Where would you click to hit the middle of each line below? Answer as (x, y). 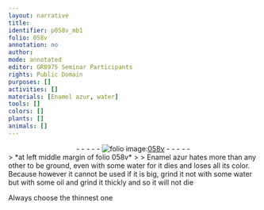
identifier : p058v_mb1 (46, 30)
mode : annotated (35, 60)
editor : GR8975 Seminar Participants (71, 67)
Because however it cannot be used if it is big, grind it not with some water (130, 174)
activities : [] (33, 89)
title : (19, 23)
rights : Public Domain (46, 74)
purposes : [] (30, 82)
